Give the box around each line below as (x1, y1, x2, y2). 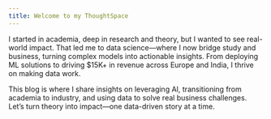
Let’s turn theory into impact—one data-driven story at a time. (8, 101, 215, 111)
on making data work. (8, 68, 81, 78)
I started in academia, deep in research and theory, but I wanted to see (8, 34, 245, 44)
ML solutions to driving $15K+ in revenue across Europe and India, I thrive (8, 60, 254, 70)
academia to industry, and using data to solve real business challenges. (8, 92, 247, 102)
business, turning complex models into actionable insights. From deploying (8, 51, 259, 61)
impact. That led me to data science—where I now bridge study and (28, 42, 256, 53)
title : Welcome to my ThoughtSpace (8, 11, 129, 20)
